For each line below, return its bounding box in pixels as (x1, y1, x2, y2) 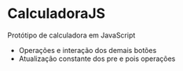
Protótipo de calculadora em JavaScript (7, 30, 136, 40)
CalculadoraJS (7, 5, 106, 23)
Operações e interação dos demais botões (18, 45, 157, 55)
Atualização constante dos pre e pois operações (18, 54, 176, 63)
